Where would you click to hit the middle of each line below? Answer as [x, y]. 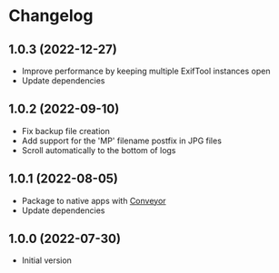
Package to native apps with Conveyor [94, 200]
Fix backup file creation [65, 131]
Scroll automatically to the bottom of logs [99, 150]
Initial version [46, 260]
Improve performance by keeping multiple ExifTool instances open [146, 71]
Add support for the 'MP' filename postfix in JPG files [121, 141]
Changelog [51, 16]
